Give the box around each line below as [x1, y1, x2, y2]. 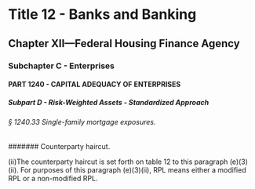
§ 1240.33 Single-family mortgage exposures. [8, 118, 156, 127]
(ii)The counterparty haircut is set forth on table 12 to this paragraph [8, 157, 228, 166]
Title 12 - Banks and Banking [8, 5, 197, 24]
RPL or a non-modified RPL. [8, 173, 98, 183]
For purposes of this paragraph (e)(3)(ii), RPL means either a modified [20, 165, 246, 174]
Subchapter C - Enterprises [8, 60, 115, 71]
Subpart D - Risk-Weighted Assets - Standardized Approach [8, 97, 209, 107]
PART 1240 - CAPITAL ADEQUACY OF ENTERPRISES [8, 80, 181, 89]
